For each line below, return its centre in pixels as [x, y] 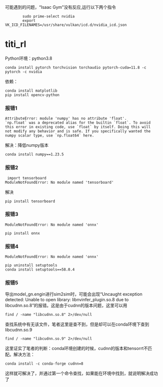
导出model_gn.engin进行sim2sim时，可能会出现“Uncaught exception [74, 294]
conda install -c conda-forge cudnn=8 [44, 364]
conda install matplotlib [31, 91]
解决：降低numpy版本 [27, 145]
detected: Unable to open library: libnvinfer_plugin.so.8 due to [67, 300]
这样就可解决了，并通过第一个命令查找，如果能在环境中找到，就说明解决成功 [81, 373]
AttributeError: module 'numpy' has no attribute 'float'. [66, 118]
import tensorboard [27, 178]
